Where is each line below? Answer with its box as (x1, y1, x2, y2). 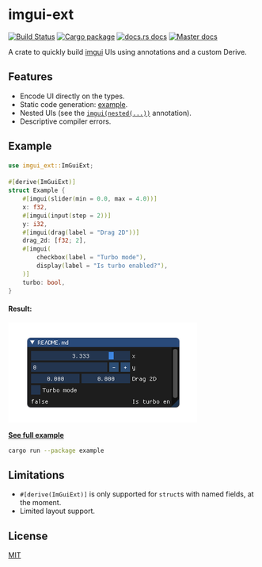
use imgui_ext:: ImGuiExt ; (8, 161, 93, 170)
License (8, 529, 48, 542)
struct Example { (8, 186, 66, 195)
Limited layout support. (19, 506, 96, 516)
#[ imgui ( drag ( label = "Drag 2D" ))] (22, 228, 140, 236)
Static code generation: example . (19, 99, 128, 109)
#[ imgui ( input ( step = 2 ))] (22, 212, 112, 220)
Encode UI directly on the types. (19, 91, 125, 101)
